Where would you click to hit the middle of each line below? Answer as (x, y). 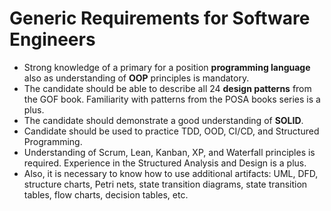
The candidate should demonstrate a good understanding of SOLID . (163, 120)
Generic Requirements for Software (160, 18)
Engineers (52, 39)
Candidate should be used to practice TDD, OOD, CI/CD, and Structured (171, 131)
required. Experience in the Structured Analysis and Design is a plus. (165, 163)
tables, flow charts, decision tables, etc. (106, 194)
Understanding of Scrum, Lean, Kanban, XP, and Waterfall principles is (169, 152)
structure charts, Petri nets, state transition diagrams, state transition (165, 184)
